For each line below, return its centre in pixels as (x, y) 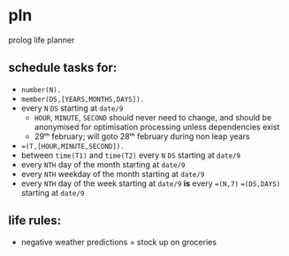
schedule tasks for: (63, 68)
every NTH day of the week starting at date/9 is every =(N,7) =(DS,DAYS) (151, 183)
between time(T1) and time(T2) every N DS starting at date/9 (130, 155)
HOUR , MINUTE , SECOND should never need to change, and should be (153, 117)
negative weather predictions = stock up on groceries (119, 242)
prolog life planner (42, 40)
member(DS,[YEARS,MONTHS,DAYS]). (83, 99)
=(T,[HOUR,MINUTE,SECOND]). (72, 146)
